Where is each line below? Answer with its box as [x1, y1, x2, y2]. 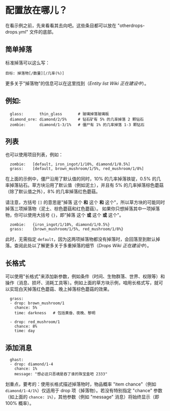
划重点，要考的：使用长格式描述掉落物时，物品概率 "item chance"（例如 [5, 381, 156, 387]
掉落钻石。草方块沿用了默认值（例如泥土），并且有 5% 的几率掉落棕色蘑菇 [9, 182, 164, 188]
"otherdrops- [117, 22, 145, 28]
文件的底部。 [29, 28, 56, 35]
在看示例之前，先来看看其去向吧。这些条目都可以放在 [5, 22, 117, 28]
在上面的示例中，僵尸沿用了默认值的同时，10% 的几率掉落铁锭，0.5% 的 [5, 176, 157, 182]
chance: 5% [14, 305, 38, 310]
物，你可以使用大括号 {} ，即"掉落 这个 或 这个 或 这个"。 [5, 212, 124, 218]
